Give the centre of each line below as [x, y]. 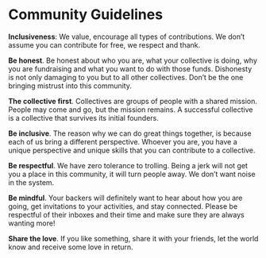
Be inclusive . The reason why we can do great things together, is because [130, 133]
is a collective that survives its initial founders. [83, 117]
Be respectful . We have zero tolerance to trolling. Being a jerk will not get [128, 165]
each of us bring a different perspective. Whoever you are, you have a [123, 141]
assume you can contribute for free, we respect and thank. [104, 44]
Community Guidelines [86, 15]
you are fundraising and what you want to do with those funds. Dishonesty [130, 68]
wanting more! [32, 223]
